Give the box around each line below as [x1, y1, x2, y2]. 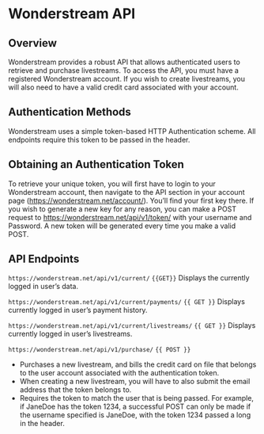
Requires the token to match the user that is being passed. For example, [19, 394, 255, 403]
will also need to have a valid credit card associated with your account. [8, 82, 239, 92]
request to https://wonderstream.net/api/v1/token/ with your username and [8, 212, 252, 222]
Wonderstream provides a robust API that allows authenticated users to [8, 57, 241, 67]
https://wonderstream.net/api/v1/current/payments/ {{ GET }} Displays [8, 297, 245, 306]
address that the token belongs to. [19, 385, 132, 394]
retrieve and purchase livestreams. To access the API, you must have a [8, 66, 239, 75]
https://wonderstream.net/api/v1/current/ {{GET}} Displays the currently [8, 273, 251, 283]
